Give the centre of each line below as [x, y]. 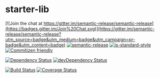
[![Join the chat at [24, 23]
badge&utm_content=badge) [35, 45]
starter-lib [27, 9]
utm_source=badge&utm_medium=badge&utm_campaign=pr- [70, 40]
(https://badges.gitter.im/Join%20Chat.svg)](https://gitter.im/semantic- [80, 28]
